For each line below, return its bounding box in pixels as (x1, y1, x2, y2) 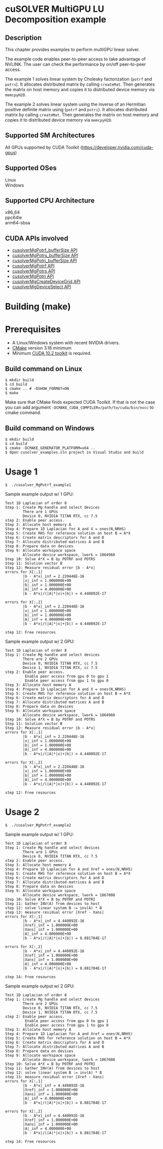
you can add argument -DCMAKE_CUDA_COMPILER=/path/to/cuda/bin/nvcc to (5, 405, 154, 411)
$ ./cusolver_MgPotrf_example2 (5, 823, 71, 828)
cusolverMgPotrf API (12, 263, 55, 269)
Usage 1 (5, 466, 38, 478)
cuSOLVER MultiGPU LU (5, 3, 105, 15)
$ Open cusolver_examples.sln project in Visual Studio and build (5, 450, 144, 455)
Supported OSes (5, 164, 57, 172)
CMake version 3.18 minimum (12, 345, 72, 351)
